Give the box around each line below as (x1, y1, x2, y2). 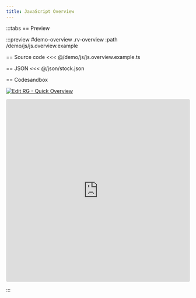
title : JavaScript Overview (6, 8, 75, 15)
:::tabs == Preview (6, 25, 50, 32)
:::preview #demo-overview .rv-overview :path (6, 36, 118, 43)
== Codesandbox (6, 76, 48, 83)
